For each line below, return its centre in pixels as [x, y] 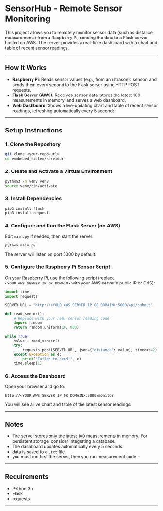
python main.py [20, 245]
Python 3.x [23, 488]
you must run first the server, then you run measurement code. [75, 457]
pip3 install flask [25, 208]
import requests [21, 296]
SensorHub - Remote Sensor [64, 9]
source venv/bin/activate [31, 186]
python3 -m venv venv [27, 181]
